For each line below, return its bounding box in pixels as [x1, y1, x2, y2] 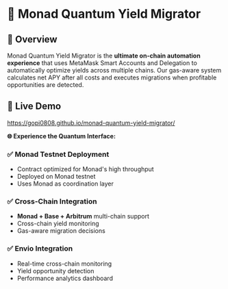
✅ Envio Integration [7, 244, 73, 253]
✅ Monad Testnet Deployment [7, 149, 110, 159]
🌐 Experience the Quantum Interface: [7, 131, 116, 140]
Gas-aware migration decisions [16, 227, 106, 235]
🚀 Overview [7, 34, 58, 45]
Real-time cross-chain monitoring [16, 260, 112, 268]
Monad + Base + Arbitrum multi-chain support [16, 212, 149, 221]
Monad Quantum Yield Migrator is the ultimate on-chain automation [7, 51, 201, 60]
